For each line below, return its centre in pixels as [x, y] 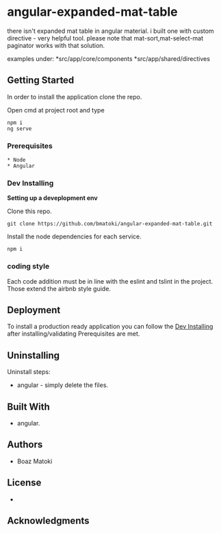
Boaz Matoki [35, 461]
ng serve [19, 128]
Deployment [34, 310]
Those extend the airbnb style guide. [59, 288]
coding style [28, 266]
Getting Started [41, 80]
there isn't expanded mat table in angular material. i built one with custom [110, 31]
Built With [28, 407]
